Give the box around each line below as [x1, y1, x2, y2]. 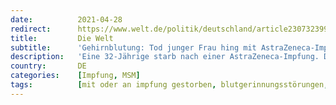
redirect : [10, 24, 52, 34]
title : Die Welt [10, 33, 114, 43]
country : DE [10, 61, 87, 71]
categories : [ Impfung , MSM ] [10, 71, 141, 81]
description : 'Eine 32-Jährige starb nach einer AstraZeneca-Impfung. [10, 52, 320, 62]
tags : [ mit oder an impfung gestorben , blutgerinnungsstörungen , [10, 80, 329, 90]
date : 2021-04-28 [10, 14, 123, 25]
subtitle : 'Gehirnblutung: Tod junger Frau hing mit [10, 42, 257, 53]
